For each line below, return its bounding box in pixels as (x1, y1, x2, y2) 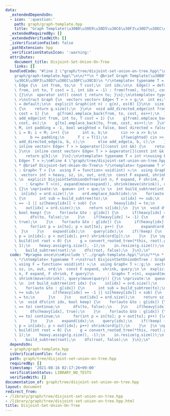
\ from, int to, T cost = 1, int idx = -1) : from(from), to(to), (14, 87, 157, 93)
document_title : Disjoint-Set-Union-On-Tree (14, 59, 110, 64)
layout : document (5, 384, 42, 389)
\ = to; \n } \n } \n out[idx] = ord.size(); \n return (14, 295, 157, 300)
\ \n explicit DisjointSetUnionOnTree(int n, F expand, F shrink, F (14, 177, 164, 182)
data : (5, 7, 17, 13)
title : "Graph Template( (14, 26, 67, 31)
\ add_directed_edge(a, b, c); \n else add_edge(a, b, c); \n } (14, 139, 166, 144)
